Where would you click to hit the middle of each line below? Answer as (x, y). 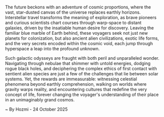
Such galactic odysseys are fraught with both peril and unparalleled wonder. (82, 58)
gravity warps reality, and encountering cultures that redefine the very (76, 89)
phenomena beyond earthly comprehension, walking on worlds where (76, 84)
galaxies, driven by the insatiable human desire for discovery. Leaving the (80, 28)
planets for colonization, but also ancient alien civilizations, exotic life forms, (82, 38)
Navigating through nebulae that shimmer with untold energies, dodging (78, 63)
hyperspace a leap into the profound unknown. (52, 49)
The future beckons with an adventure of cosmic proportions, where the (78, 7)
